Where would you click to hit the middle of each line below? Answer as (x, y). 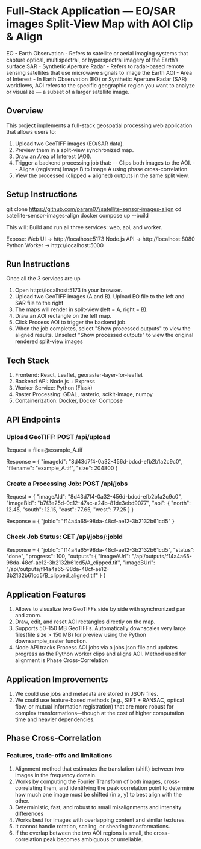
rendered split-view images (49, 341)
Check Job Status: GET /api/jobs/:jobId (65, 537)
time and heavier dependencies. (55, 719)
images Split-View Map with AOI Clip (100, 24)
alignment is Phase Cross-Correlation (61, 660)
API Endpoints (33, 419)
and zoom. (28, 616)
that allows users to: (31, 131)
